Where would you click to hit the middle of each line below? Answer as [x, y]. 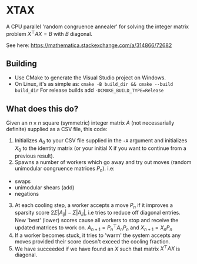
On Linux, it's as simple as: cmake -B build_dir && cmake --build [94, 84]
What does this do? [42, 108]
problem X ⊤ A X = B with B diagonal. [49, 33]
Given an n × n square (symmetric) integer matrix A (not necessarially [90, 123]
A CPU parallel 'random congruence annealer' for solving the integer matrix [98, 26]
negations [27, 193]
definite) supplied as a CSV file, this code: [57, 129]
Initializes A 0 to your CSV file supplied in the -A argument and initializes [101, 141]
